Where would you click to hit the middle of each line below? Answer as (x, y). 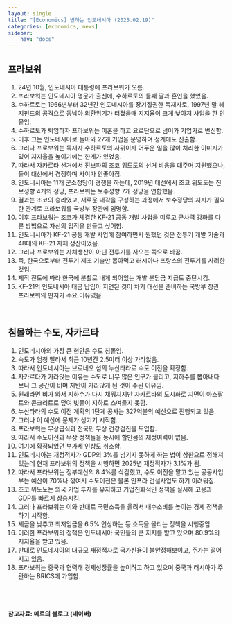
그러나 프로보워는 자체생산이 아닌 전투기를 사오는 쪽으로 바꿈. (100, 252)
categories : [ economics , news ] (53, 26)
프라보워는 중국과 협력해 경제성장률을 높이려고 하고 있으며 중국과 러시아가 (117, 567)
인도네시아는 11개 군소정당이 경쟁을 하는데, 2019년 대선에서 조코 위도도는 (116, 182)
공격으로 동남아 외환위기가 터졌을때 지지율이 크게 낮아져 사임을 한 (130, 113)
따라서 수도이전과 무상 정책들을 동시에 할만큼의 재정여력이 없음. (103, 437)
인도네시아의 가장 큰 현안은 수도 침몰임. (71, 350)
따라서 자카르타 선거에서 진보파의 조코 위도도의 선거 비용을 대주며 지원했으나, (122, 165)
